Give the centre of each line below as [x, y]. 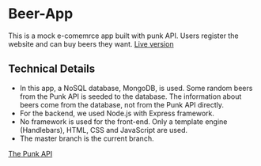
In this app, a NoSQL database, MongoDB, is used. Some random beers [136, 88]
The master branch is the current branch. [87, 138]
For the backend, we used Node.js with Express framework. [117, 113]
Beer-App [41, 14]
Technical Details [52, 69]
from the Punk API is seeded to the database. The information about [130, 96]
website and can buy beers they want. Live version [91, 43]
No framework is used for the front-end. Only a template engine [123, 121]
